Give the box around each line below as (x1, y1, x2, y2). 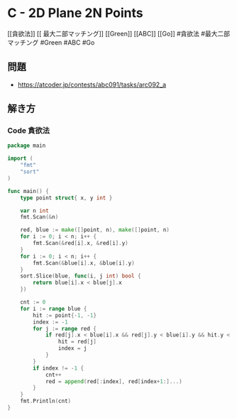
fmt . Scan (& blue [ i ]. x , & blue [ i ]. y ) (33, 259, 135, 267)
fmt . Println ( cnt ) (20, 397, 72, 405)
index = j (57, 345, 87, 352)
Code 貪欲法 (7, 126, 50, 136)
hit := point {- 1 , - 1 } (33, 312, 97, 319)
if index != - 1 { (33, 364, 84, 372)
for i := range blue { (20, 305, 87, 312)
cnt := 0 (20, 299, 46, 306)
